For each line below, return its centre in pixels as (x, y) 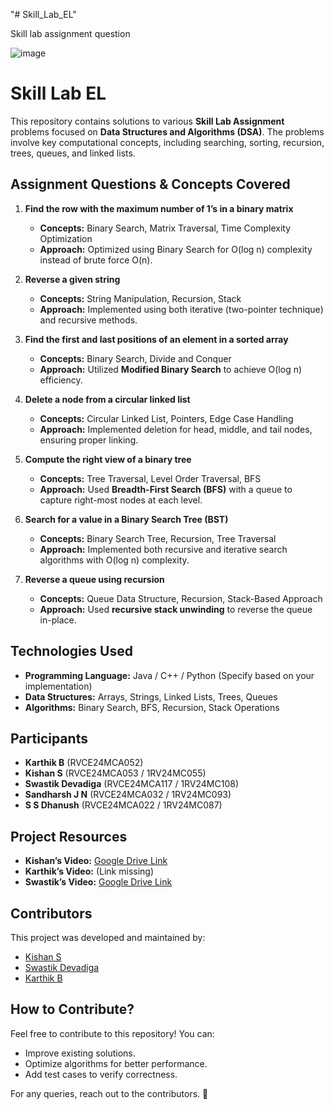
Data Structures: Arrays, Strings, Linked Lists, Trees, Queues (151, 696)
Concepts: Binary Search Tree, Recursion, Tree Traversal (158, 538)
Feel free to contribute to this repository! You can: (112, 1033)
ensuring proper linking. (89, 440)
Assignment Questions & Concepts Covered (150, 184)
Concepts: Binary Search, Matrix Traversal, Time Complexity (165, 228)
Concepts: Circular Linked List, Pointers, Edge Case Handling (166, 418)
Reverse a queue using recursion (94, 579)
